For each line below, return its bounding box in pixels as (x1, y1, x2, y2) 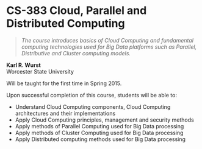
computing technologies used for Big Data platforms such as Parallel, (21, 43, 197, 50)
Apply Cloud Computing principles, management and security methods (15, 116, 194, 123)
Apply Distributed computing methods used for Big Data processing (15, 135, 186, 143)
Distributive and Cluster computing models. (21, 49, 131, 57)
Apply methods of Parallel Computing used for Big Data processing (15, 122, 184, 130)
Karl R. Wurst (6, 61, 41, 69)
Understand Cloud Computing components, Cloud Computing (15, 103, 171, 110)
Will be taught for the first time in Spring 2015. (6, 80, 122, 87)
